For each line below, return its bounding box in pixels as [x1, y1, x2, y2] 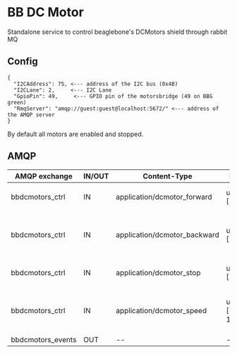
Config [7, 56, 38, 68]
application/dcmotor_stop [116, 267, 201, 277]
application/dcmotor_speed [116, 305, 207, 315]
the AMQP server [7, 111, 55, 118]
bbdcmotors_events [11, 334, 77, 344]
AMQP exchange [15, 171, 73, 181]
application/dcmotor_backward [116, 230, 220, 240]
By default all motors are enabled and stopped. [7, 130, 144, 138]
